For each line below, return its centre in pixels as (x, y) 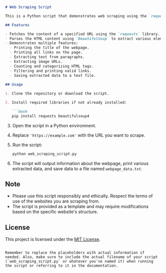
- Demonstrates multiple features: (42, 43)
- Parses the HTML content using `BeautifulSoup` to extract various (78, 39)
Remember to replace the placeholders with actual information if (75, 253)
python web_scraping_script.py (44, 154)
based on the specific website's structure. (55, 212)
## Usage (14, 85)
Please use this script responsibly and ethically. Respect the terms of (83, 196)
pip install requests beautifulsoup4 (51, 116)
